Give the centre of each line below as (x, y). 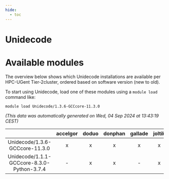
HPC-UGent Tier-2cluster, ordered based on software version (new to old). (82, 82)
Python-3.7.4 (30, 169)
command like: (20, 97)
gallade (139, 133)
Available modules (45, 62)
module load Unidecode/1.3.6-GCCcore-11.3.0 (53, 106)
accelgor (67, 133)
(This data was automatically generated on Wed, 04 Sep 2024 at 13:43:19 (82, 115)
